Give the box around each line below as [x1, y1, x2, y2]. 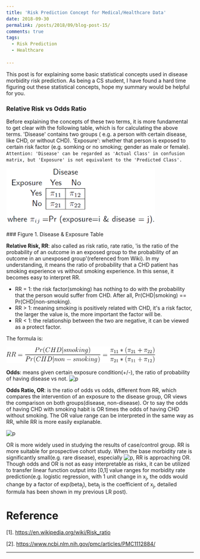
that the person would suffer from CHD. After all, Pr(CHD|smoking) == [14, 292, 187, 299]
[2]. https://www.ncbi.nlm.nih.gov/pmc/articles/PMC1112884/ [6, 541, 156, 548]
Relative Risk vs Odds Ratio [6, 104, 87, 113]
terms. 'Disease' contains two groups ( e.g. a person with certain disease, [6, 131, 187, 138]
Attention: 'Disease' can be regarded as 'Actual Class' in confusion [6, 151, 185, 157]
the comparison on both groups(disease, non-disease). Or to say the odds [6, 399, 189, 406]
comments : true [6, 29, 44, 35]
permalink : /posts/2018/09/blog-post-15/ [6, 22, 111, 28]
